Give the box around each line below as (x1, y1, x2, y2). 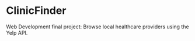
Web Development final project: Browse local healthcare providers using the (6, 23, 189, 30)
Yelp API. (6, 29, 28, 36)
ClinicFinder (6, 4, 67, 17)
